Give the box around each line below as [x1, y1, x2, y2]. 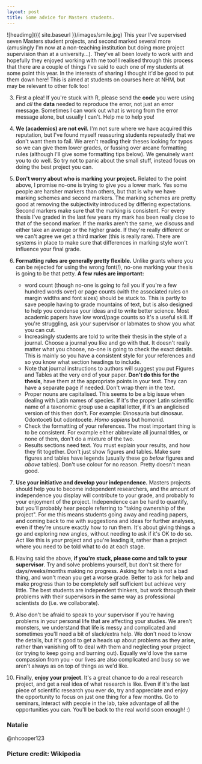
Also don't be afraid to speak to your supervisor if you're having [15, 611, 174, 618]
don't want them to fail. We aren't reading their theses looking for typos [15, 137, 193, 145]
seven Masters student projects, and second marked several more [7, 37, 171, 45]
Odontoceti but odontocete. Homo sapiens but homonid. [24, 416, 165, 423]
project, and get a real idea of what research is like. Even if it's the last [15, 680, 190, 687]
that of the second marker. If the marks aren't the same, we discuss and [15, 219, 194, 227]
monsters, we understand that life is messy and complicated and [15, 624, 176, 631]
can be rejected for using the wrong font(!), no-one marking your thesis [15, 263, 193, 271]
